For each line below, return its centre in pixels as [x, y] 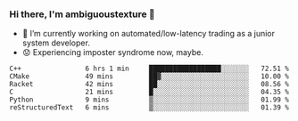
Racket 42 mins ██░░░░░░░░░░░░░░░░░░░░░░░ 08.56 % [149, 85]
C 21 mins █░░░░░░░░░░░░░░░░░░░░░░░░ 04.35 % [149, 93]
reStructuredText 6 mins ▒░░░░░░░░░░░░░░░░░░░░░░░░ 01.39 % [149, 108]
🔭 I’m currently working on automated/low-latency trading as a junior [148, 34]
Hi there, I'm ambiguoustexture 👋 [83, 14]
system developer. [56, 43]
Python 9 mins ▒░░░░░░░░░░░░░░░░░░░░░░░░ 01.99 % [149, 100]
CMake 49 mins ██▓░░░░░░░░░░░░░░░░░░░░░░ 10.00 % [149, 77]
